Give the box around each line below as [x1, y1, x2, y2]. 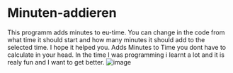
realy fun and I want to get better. [7, 58, 105, 66]
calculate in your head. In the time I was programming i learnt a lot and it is [7, 51, 225, 59]
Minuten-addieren [7, 5, 117, 21]
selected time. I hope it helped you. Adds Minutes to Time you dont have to [7, 43, 227, 51]
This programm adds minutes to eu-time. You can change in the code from [7, 28, 225, 36]
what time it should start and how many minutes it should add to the [7, 35, 205, 44]
